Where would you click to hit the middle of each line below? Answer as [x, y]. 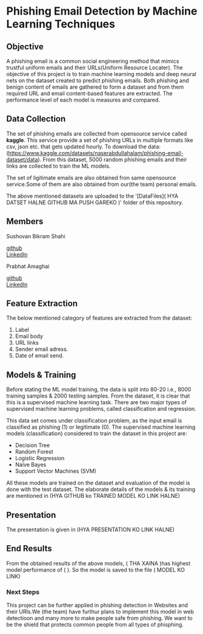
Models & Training [41, 375]
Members [25, 222]
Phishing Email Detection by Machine [102, 11]
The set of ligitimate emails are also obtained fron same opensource [91, 177]
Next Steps [23, 592]
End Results [29, 549]
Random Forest [34, 452]
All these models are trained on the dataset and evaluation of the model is [98, 483]
